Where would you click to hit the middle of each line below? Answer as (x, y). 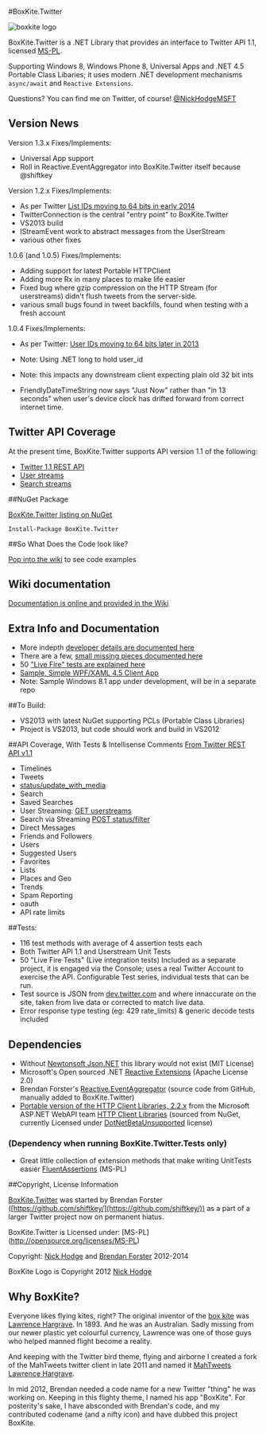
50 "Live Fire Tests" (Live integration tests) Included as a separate (128, 960)
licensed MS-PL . (35, 51)
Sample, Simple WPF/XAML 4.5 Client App (89, 673)
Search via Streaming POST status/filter (85, 819)
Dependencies (45, 1044)
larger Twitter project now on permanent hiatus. (86, 1217)
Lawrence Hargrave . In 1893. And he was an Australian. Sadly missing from (131, 1324)
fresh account (42, 313)
